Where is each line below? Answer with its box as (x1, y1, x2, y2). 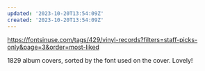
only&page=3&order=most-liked (7, 43, 99, 51)
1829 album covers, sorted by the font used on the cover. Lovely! (7, 56, 193, 64)
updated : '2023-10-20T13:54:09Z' (7, 10, 104, 17)
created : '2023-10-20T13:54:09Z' (7, 17, 104, 23)
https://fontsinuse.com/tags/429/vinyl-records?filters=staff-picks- (7, 35, 198, 43)
